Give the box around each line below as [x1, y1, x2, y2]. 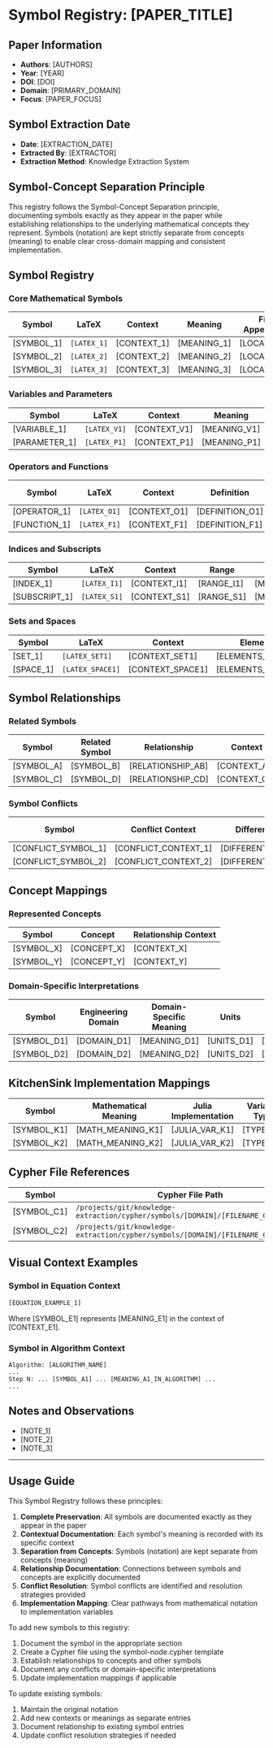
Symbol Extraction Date [8, 118, 131, 132]
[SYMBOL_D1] [12, 1035, 69, 1046]
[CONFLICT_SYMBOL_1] [12, 843, 107, 854]
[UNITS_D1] [206, 1035, 254, 1046]
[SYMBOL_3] [12, 364, 63, 376]
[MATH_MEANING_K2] [76, 1137, 163, 1149]
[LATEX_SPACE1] [62, 664, 120, 674]
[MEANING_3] [177, 364, 232, 376]
